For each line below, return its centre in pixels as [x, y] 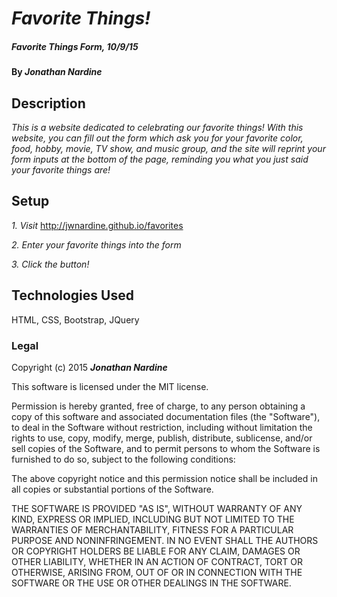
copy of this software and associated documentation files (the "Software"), [166, 416]
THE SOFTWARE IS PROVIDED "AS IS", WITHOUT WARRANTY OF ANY [157, 508]
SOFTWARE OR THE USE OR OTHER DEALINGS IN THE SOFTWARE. [151, 583]
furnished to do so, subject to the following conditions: [123, 459]
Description [48, 103]
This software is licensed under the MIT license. [110, 386]
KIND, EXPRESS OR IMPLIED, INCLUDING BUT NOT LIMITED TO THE [153, 519]
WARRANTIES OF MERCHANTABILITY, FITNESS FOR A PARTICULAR [152, 529]
